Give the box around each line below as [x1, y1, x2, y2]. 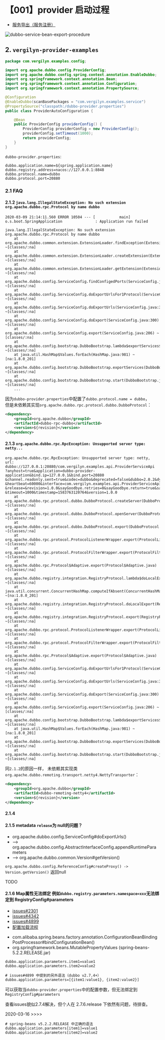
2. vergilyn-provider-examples [5, 46, 99, 54]
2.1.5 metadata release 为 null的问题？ [5, 822, 82, 828]
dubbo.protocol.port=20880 [5, 176, 60, 181]
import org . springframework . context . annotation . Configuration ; [5, 82, 137, 86]
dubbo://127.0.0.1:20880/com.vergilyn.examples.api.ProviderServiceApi [5, 465, 155, 469]
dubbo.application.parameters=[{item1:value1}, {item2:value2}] [5, 977, 139, 982]
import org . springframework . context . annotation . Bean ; [5, 77, 118, 82]
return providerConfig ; [23, 136, 71, 140]
